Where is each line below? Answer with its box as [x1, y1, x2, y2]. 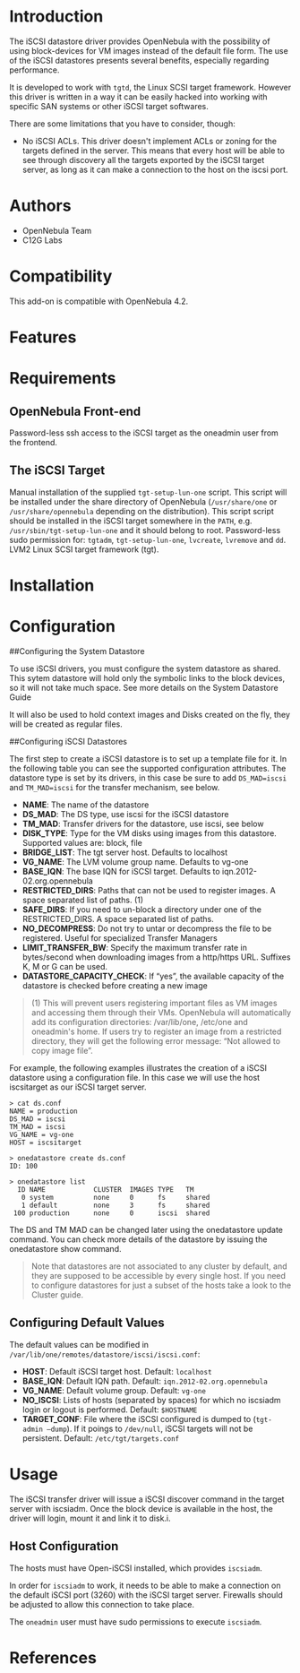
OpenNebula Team [21, 225, 92, 236]
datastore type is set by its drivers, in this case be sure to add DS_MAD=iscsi [9, 772, 287, 783]
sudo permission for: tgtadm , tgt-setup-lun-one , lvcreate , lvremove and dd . [9, 534, 287, 545]
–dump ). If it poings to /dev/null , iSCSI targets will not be [46, 1423, 253, 1434]
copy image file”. [30, 1045, 94, 1056]
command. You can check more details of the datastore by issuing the [9, 1234, 268, 1245]
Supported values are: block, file [21, 837, 143, 848]
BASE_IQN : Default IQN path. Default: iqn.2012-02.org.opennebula [21, 1375, 269, 1386]
